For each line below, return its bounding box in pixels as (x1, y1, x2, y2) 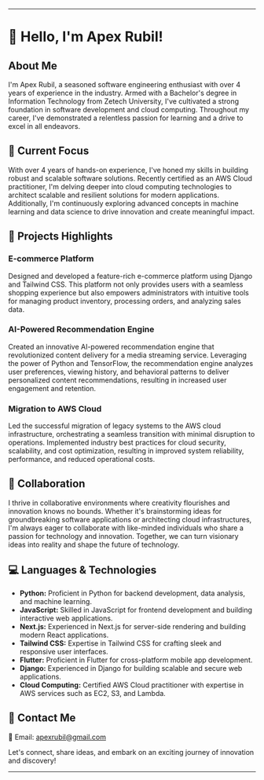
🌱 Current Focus (8, 145, 90, 158)
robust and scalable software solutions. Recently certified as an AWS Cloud (8, 174, 253, 183)
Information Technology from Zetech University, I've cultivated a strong (8, 97, 240, 106)
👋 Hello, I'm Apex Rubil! (8, 28, 163, 46)
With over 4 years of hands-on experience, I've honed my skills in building (8, 165, 249, 174)
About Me (8, 59, 57, 72)
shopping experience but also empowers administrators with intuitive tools (8, 287, 249, 297)
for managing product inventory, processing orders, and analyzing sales (8, 296, 241, 306)
